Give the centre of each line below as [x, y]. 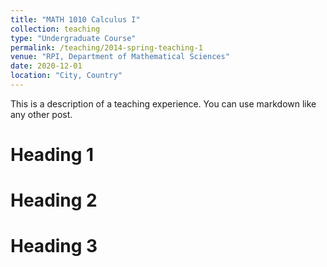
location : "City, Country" [66, 76]
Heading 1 [52, 155]
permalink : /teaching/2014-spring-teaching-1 [106, 47]
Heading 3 [54, 246]
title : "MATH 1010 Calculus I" [75, 19]
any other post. [41, 114]
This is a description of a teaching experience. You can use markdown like [163, 103]
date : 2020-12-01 [46, 66]
